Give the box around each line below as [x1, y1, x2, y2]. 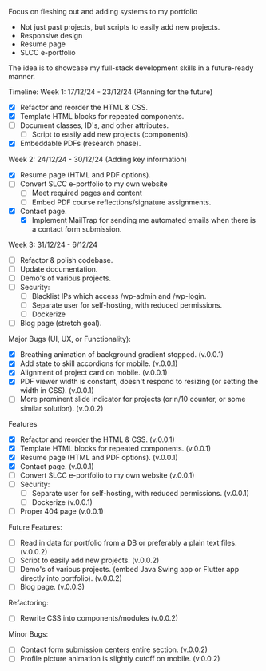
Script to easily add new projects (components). [31, 129, 190, 139]
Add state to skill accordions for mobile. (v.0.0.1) [19, 359, 178, 368]
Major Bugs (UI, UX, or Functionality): [8, 335, 132, 344]
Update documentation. [19, 264, 98, 274]
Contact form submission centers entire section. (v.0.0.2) [19, 645, 208, 654]
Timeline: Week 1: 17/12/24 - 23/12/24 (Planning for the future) [8, 87, 213, 97]
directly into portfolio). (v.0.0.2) [19, 574, 122, 583]
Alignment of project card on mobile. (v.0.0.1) [19, 367, 168, 378]
